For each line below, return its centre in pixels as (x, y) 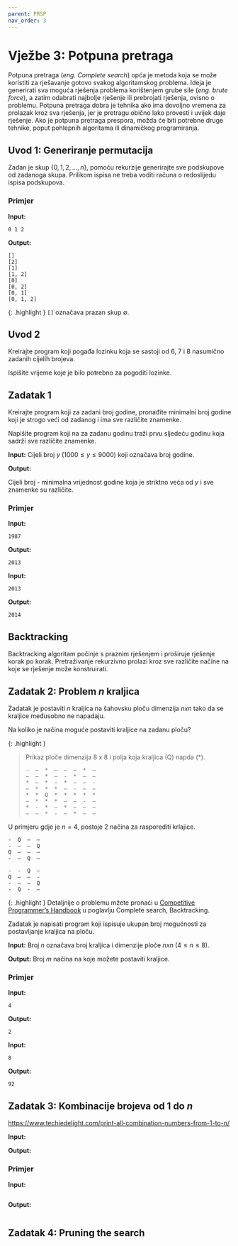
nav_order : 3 (27, 21)
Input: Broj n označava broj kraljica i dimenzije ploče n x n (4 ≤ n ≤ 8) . (109, 945)
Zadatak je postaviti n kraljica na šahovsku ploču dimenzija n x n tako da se (116, 709)
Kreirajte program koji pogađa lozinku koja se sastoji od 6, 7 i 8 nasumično (116, 351)
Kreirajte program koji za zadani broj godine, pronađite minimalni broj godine (120, 412)
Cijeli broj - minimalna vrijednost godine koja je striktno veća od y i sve (111, 483)
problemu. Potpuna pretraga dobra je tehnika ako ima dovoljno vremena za (117, 105)
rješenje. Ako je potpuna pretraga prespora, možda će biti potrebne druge (116, 121)
